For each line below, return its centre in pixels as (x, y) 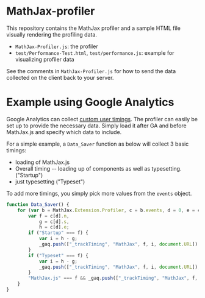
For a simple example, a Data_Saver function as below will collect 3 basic (98, 144)
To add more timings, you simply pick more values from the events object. (99, 193)
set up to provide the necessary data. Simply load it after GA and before (97, 126)
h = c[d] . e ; (54, 227)
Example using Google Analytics (90, 102)
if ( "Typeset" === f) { (58, 255)
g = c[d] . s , (54, 222)
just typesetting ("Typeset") (50, 182)
